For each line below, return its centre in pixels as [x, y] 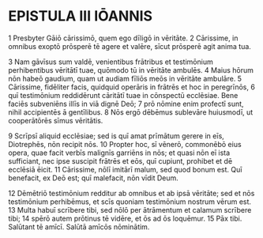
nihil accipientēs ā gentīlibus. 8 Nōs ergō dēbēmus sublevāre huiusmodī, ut [131, 112]
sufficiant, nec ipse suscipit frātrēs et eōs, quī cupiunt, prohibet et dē [120, 161]
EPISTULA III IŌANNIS [80, 16]
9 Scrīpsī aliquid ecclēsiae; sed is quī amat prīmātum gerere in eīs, [116, 136]
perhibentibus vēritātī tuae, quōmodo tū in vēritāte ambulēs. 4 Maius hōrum [131, 70]
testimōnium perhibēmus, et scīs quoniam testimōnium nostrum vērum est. [130, 202]
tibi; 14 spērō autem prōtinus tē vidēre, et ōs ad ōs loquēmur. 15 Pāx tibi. [125, 218]
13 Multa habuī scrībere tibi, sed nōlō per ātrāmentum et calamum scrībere [130, 210]
